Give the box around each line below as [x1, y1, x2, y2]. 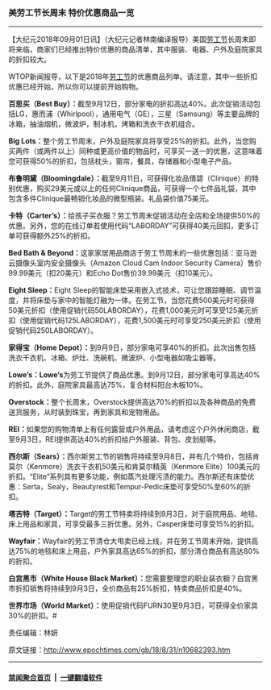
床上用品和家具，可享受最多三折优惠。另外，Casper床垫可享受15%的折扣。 [8, 519, 259, 529]
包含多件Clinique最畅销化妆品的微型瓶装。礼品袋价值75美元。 [8, 193, 214, 203]
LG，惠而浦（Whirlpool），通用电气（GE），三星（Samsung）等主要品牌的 [15, 109, 260, 118]
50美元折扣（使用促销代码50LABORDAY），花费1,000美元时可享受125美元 [8, 306, 252, 315]
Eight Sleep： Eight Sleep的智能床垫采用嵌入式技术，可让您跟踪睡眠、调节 [8, 285, 255, 295]
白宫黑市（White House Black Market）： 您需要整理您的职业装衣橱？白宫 [8, 574, 252, 584]
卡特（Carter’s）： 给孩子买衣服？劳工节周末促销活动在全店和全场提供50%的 [8, 211, 261, 221]
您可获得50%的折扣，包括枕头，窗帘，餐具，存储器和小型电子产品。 [8, 156, 236, 166]
